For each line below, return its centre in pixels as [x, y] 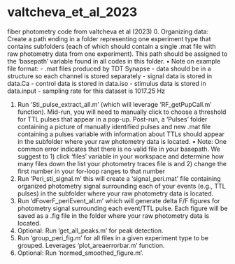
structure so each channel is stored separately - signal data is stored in [109, 76]
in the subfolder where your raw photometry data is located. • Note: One [122, 141]
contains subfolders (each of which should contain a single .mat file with [112, 46]
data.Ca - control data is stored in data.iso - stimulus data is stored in [107, 83]
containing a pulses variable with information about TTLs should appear [121, 134]
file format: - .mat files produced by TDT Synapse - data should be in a [109, 68]
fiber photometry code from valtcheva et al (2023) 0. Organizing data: [108, 31]
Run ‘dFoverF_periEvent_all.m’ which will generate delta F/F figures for [119, 200]
